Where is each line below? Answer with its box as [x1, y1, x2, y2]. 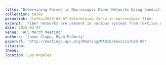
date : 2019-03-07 [5, 25, 41, 30]
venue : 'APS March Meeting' [5, 30, 63, 35]
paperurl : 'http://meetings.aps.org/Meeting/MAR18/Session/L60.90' [5, 39, 147, 44]
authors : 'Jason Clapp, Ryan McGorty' [5, 35, 85, 40]
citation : [5, 43, 26, 48]
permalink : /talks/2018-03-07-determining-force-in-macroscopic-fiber [5, 16, 154, 21]
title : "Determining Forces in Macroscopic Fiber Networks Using [5, 7, 142, 12]
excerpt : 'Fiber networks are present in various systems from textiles [5, 21, 158, 26]
